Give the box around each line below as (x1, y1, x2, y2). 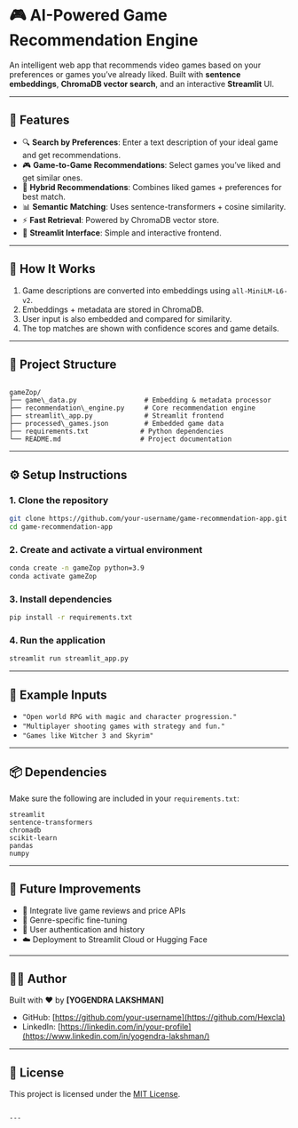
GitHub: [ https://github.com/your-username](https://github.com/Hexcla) (21, 1012, 286, 1023)
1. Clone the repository (9, 493, 109, 506)
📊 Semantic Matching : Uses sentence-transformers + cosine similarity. (21, 201, 286, 212)
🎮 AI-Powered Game (9, 5, 169, 26)
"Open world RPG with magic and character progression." (21, 713, 238, 722)
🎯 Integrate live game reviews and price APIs (21, 905, 186, 916)
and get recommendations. (21, 149, 122, 160)
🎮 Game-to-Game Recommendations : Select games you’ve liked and (21, 159, 281, 170)
